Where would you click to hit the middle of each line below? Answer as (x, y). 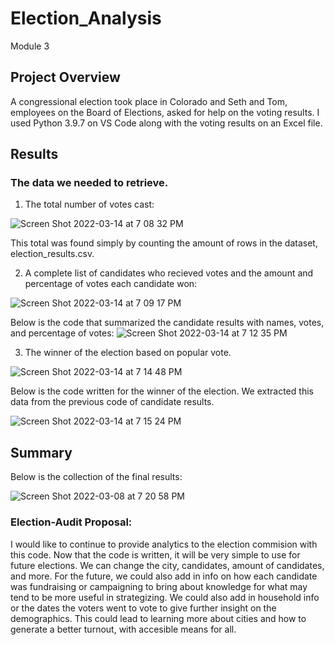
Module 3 (30, 46)
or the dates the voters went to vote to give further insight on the (143, 608)
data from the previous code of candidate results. (112, 402)
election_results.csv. (52, 254)
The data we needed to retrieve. (89, 183)
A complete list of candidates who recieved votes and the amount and (169, 273)
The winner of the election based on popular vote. (128, 353)
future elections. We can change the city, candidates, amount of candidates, (167, 565)
